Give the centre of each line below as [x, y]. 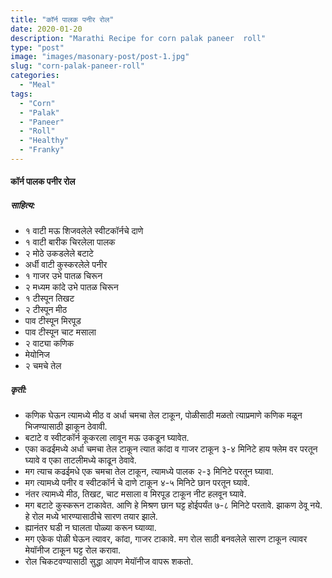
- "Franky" [42, 150]
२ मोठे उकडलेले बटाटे [59, 253]
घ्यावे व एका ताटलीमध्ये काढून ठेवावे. [80, 460]
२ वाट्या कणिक [49, 343]
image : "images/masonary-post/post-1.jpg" [100, 57]
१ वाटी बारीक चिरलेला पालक [70, 242]
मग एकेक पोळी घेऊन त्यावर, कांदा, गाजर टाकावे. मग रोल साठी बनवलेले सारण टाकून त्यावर [166, 539]
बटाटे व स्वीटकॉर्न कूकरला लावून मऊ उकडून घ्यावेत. [107, 438]
